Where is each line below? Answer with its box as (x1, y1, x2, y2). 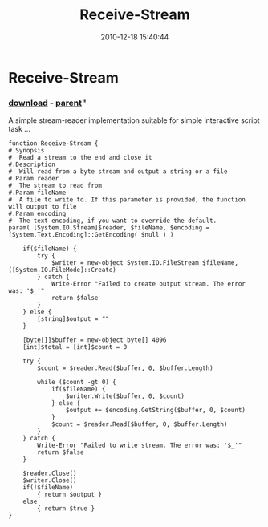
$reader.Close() (22, 469, 78, 478)
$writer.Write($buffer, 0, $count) (65, 392, 185, 400)
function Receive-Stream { (8, 140, 99, 148)
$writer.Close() (22, 476, 78, 484)
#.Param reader (8, 175, 59, 183)
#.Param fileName (8, 189, 67, 197)
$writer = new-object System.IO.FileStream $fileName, (51, 259, 239, 267)
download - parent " (8, 97, 87, 108)
